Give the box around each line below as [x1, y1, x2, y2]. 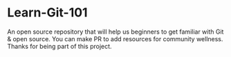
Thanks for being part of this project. [7, 42, 112, 50]
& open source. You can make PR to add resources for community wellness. [7, 34, 223, 43]
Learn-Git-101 [7, 5, 88, 21]
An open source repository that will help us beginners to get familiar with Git [7, 27, 224, 36]
